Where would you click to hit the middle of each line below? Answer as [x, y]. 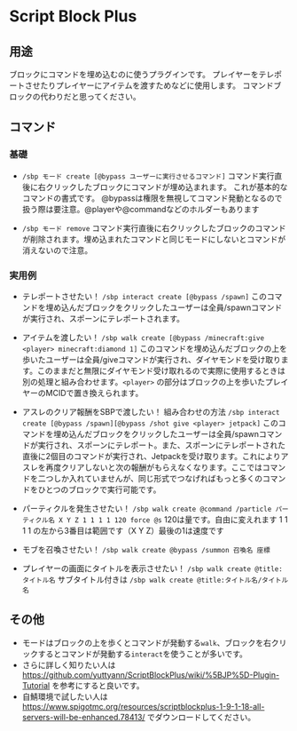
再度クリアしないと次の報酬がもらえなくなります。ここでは [154, 467]
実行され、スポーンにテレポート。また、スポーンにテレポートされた [162, 445]
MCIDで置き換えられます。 [94, 393]
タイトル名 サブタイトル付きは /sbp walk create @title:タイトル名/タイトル [155, 579]
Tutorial [36, 685]
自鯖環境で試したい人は [65, 696]
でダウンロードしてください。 [201, 717]
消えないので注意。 [57, 250]
